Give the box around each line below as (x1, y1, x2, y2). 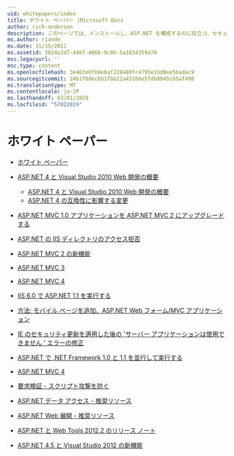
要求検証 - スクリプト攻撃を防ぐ (17, 381, 110, 390)
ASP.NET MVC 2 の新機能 (17, 249, 91, 258)
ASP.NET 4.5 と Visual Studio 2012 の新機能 (17, 441, 143, 449)
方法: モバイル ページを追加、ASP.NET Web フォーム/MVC (17, 306, 185, 314)
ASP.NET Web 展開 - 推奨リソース (17, 411, 115, 420)
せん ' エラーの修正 (29, 338, 84, 346)
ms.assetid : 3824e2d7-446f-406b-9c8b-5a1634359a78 (7, 50, 157, 57)
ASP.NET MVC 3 (17, 263, 65, 272)
